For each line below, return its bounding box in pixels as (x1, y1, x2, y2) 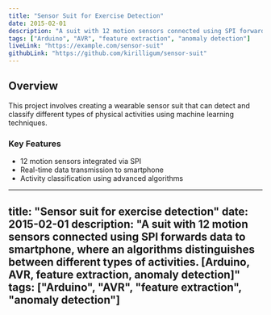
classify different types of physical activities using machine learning (8, 109, 234, 119)
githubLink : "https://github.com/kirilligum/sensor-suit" (8, 49, 207, 57)
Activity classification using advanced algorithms (19, 174, 184, 183)
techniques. (8, 118, 48, 128)
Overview (8, 79, 59, 93)
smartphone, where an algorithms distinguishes (8, 242, 256, 256)
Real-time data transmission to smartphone (19, 165, 164, 174)
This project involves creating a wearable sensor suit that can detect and (8, 100, 250, 110)
